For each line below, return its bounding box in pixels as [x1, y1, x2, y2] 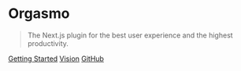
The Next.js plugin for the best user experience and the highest [27, 30, 234, 40]
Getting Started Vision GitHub [8, 54, 105, 63]
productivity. [27, 38, 69, 48]
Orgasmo [8, 5, 70, 23]
